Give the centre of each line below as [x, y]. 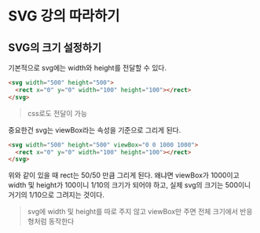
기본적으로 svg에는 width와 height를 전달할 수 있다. [88, 68]
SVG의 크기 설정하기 [55, 47]
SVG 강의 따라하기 [64, 16]
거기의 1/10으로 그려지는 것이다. [56, 195]
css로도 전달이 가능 [57, 113]
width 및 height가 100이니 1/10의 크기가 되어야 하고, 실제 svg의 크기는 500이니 [130, 185]
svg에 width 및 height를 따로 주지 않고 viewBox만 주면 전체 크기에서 [132, 212]
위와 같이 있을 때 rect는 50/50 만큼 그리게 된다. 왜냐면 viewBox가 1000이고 [124, 175]
